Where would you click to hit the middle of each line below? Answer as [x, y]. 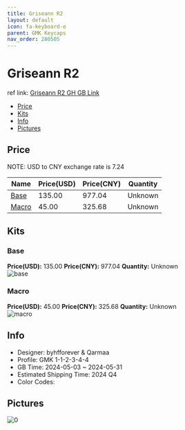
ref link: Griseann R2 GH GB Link [53, 93]
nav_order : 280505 [33, 39]
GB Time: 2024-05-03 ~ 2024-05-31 [70, 367]
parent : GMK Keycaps [37, 33]
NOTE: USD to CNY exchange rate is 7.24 [66, 166]
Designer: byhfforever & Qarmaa [63, 352]
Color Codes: [36, 382]
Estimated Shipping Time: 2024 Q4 [67, 374]
